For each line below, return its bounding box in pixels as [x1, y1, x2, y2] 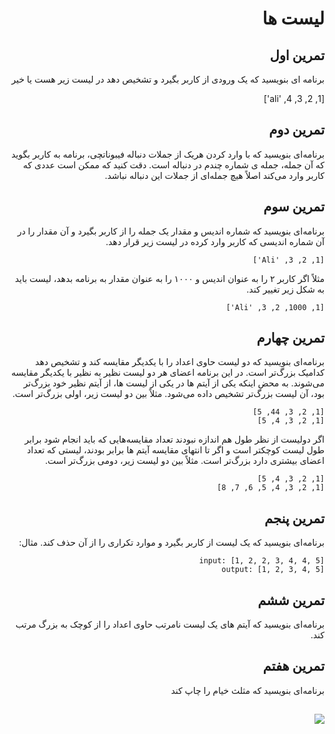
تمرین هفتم [262, 658, 325, 675]
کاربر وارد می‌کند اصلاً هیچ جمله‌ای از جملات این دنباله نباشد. [104, 169, 325, 181]
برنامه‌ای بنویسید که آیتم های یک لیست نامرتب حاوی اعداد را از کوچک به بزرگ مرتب [15, 618, 325, 631]
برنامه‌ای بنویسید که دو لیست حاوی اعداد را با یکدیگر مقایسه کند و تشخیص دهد [35, 356, 325, 368]
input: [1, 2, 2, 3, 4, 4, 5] [198, 556, 325, 566]
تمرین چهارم [256, 330, 325, 347]
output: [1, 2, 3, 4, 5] [221, 565, 325, 575]
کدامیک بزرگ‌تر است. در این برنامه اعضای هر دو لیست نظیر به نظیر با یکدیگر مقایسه [10, 367, 325, 379]
